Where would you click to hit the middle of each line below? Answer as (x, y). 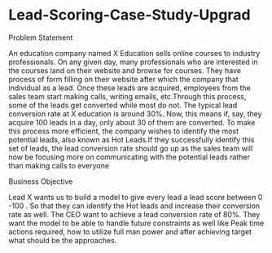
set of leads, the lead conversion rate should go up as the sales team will (131, 148)
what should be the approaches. (63, 240)
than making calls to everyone (59, 165)
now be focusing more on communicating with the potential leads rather (129, 157)
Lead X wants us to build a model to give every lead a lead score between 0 (136, 197)
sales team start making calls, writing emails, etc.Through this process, (127, 96)
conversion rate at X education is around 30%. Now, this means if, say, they (135, 113)
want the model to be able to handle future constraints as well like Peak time (136, 223)
